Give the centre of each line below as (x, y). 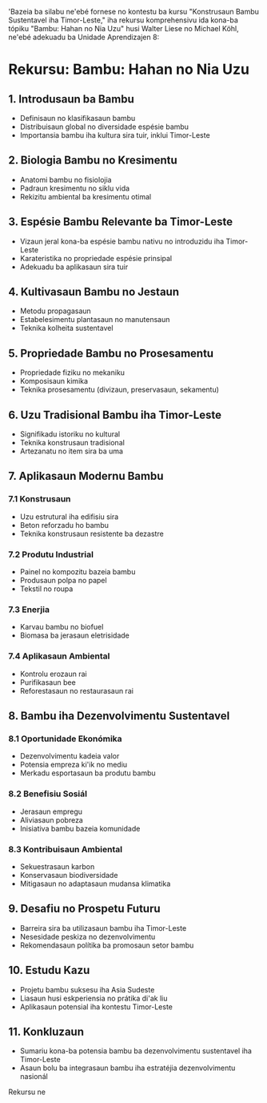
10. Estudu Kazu (49, 970)
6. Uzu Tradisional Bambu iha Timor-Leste (115, 415)
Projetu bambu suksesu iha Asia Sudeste (87, 989)
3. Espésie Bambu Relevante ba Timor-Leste (121, 222)
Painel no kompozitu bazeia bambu (78, 572)
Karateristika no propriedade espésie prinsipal (96, 258)
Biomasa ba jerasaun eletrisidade (75, 635)
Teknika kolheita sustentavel (66, 328)
